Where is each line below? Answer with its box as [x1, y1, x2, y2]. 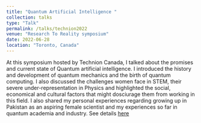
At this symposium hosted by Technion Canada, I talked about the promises [6, 58, 194, 66]
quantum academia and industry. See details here [6, 109, 129, 117]
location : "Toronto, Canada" [6, 43, 79, 49]
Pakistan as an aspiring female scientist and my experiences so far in [6, 103, 178, 110]
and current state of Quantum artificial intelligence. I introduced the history [6, 65, 191, 72]
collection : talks [6, 14, 52, 20]
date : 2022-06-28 [6, 37, 50, 43]
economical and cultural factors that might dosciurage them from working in [6, 91, 196, 98]
